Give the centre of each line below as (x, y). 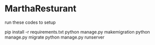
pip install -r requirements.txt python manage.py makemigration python (77, 32)
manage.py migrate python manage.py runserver (54, 37)
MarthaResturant (41, 9)
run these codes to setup (30, 22)
